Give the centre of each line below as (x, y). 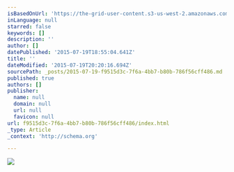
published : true (31, 78)
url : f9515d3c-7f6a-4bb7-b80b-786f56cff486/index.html (88, 123)
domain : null (32, 104)
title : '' (22, 59)
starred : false (29, 26)
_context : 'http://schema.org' (53, 136)
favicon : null (34, 117)
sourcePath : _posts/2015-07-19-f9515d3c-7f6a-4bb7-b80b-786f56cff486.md (115, 71)
